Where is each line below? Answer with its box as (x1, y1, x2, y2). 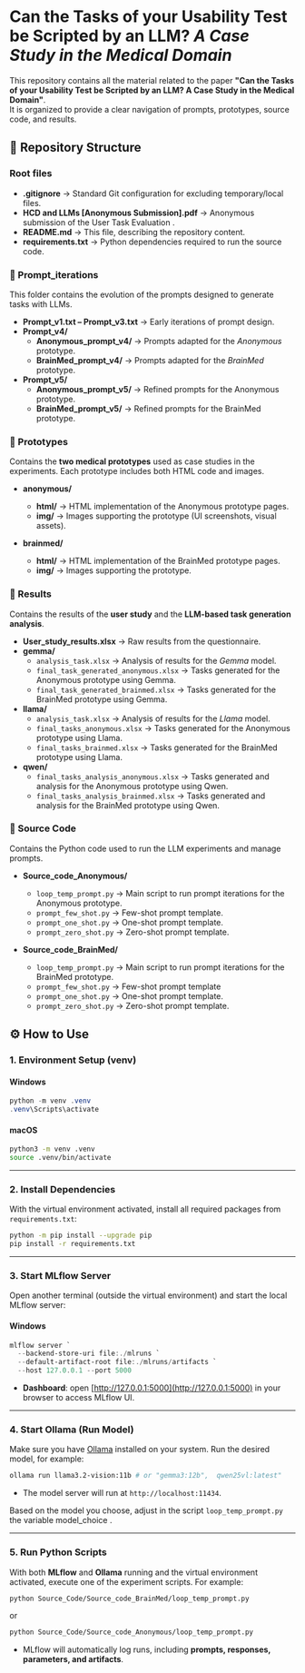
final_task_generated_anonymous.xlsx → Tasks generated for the (35, 665, 280, 676)
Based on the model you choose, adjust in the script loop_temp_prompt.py (9, 1505, 284, 1516)
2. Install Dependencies (9, 1183, 116, 1195)
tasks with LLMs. (9, 298, 73, 310)
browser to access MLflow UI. (22, 1392, 135, 1403)
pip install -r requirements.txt (9, 1240, 136, 1249)
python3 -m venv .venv (9, 1144, 95, 1154)
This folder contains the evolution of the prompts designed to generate (9, 289, 274, 300)
